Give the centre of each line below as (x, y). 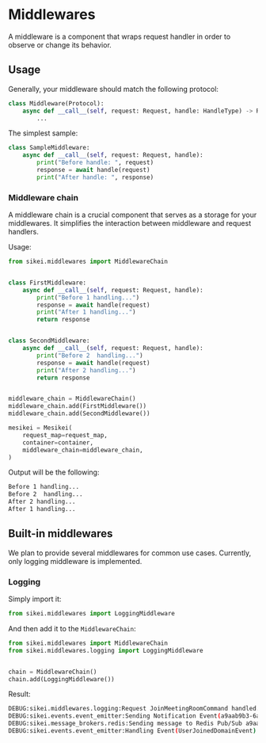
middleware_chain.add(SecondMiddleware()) (79, 413)
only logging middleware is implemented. (75, 561)
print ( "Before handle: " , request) (95, 163)
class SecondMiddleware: (49, 341)
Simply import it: (35, 599)
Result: (19, 694)
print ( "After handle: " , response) (95, 177)
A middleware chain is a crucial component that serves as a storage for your (133, 215)
